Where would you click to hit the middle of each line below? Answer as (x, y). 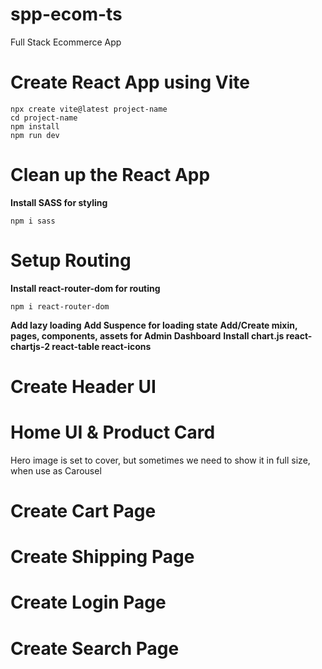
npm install (35, 126)
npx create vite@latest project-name (89, 109)
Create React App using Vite (130, 82)
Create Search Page (95, 648)
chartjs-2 (30, 346)
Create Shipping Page (102, 557)
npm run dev (35, 135)
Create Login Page (88, 602)
